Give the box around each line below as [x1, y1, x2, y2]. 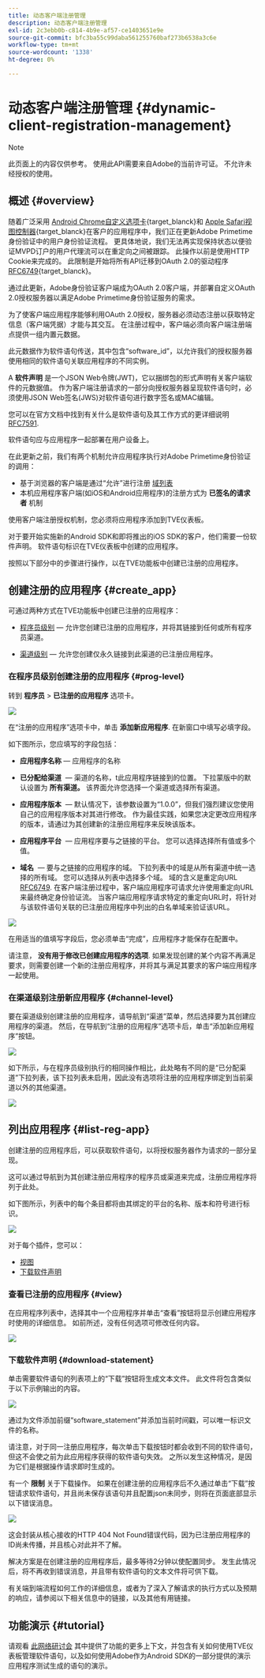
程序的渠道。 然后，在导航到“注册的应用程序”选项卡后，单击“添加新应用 [14, 1022, 248, 1031]
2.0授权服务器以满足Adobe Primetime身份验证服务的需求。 [8, 293, 200, 302]
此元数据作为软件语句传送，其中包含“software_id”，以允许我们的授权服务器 [8, 346, 252, 356]
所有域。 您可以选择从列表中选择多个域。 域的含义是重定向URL [33, 872, 238, 882]
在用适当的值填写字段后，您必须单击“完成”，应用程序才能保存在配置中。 [8, 934, 243, 943]
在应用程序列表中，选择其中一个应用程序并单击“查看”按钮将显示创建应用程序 [8, 1308, 256, 1317]
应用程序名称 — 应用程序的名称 [19, 756, 121, 765]
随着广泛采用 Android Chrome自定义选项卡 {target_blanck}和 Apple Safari [8, 217, 246, 226]
